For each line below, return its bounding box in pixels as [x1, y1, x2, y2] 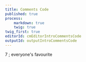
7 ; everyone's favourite [5, 51, 52, 57]
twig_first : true [5, 29, 40, 34]
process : [5, 16, 23, 21]
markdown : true [14, 20, 45, 25]
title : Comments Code [5, 7, 49, 12]
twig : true [14, 25, 36, 30]
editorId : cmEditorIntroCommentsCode [5, 34, 82, 39]
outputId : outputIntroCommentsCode [5, 38, 77, 43]
